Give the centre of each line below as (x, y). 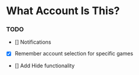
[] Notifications (33, 42)
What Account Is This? (63, 11)
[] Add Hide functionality (45, 66)
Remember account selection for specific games (74, 54)
